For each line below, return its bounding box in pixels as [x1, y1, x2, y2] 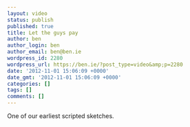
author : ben [7, 36, 41, 43]
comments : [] [7, 93, 45, 100]
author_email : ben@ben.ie [7, 49, 81, 56]
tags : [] [7, 86, 32, 93]
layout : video [7, 10, 48, 17]
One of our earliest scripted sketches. [7, 112, 115, 120]
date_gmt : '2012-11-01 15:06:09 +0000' [7, 73, 122, 81]
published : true [7, 23, 54, 30]
